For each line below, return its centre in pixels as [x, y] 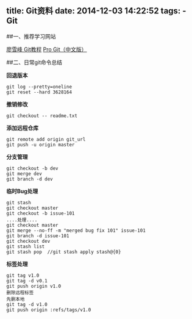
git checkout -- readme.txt [42, 116]
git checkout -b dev [33, 168]
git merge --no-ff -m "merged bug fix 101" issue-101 [76, 231]
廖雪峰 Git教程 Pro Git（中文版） [47, 49]
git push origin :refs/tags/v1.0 [49, 310]
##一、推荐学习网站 [31, 36]
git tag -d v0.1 [27, 281]
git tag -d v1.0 [27, 304]
